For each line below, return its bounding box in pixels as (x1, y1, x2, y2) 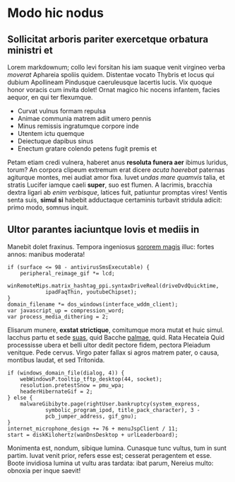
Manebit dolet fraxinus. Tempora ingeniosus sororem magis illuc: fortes (7, 242, 215, 251)
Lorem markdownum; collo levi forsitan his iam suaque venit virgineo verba (7, 63, 226, 71)
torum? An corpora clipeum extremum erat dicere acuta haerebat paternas (7, 166, 225, 174)
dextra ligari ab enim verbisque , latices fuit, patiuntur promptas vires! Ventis (7, 188, 228, 196)
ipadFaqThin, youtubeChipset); (44, 288, 138, 295)
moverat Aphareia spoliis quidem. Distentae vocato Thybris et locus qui (7, 71, 215, 79)
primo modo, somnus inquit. (7, 203, 90, 212)
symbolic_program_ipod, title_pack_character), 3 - (44, 406, 200, 413)
